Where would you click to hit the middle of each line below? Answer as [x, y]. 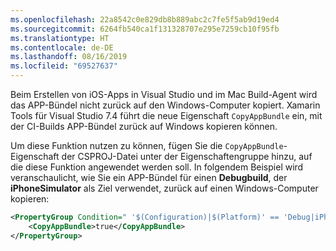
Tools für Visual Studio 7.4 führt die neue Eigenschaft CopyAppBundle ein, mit [166, 115]
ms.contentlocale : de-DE [62, 47]
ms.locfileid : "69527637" [64, 66]
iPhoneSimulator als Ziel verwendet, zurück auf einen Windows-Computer [164, 188]
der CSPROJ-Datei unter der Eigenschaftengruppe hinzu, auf [187, 156]
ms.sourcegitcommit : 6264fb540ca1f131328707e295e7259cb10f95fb [145, 29]
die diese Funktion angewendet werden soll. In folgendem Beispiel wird [157, 167]
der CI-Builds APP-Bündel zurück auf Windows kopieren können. [144, 126]
